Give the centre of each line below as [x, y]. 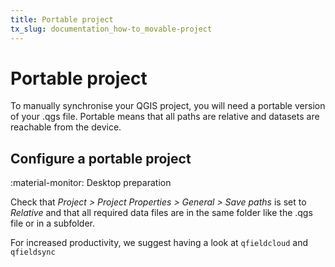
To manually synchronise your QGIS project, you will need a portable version [168, 106]
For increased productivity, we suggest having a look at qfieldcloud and [159, 243]
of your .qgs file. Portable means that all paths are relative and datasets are [165, 117]
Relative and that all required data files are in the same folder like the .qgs [161, 213]
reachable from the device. [66, 127]
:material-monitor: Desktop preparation [91, 183]
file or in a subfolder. [53, 223]
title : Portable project [62, 19]
